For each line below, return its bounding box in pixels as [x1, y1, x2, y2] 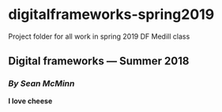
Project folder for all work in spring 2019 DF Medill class [8, 32, 190, 41]
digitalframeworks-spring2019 [8, 6, 215, 24]
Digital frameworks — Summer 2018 [8, 54, 190, 68]
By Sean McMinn [8, 78, 75, 89]
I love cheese [8, 96, 53, 106]
